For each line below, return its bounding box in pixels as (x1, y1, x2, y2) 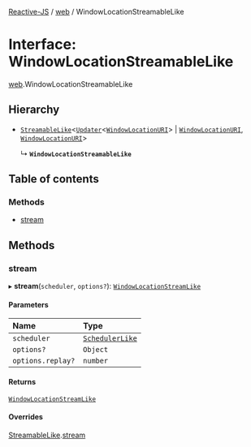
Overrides (8, 412, 43, 422)
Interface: (8, 36, 77, 54)
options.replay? (12, 356, 76, 366)
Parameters (8, 299, 49, 309)
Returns (8, 376, 37, 386)
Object (82, 345, 108, 355)
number (82, 356, 108, 366)
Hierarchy (8, 103, 60, 117)
